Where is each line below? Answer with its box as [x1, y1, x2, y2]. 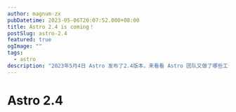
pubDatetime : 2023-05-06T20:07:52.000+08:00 [7, 17, 140, 24]
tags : [7, 50, 23, 57]
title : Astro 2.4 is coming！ [7, 23, 95, 30]
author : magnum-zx [7, 10, 61, 17]
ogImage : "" [7, 43, 42, 50]
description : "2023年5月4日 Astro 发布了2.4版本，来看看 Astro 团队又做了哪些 [7, 62, 223, 69]
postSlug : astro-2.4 [7, 29, 68, 37]
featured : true [7, 36, 52, 43]
